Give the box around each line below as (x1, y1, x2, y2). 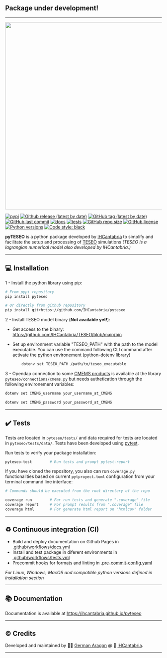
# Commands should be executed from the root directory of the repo (5, 488, 150, 493)
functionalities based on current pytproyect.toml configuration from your (5, 473, 155, 479)
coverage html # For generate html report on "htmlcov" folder (5, 507, 153, 512)
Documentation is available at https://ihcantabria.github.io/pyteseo (5, 610, 142, 616)
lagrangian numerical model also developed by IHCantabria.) (5, 244, 131, 250)
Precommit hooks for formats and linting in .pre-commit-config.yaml (12, 560, 153, 566)
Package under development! (5, 4, 98, 12)
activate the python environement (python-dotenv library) (12, 352, 131, 358)
